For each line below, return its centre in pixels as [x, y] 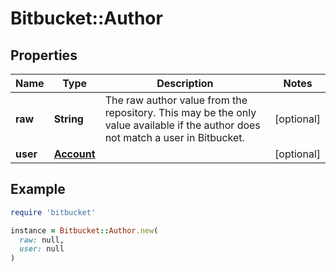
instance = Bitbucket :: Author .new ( [84, 230]
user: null [42, 249]
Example [38, 189]
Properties [44, 55]
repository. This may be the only [180, 112]
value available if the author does [182, 125]
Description [185, 83]
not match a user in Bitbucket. [174, 137]
